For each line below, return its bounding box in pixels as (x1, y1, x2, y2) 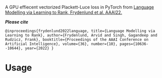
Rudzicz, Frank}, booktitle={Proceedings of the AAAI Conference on (5, 37, 149, 42)
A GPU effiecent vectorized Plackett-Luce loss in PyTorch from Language (5, 4, 154, 10)
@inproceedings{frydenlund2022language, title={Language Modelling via (5, 29, 155, 34)
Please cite (5, 19, 29, 25)
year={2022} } (25, 46, 54, 51)
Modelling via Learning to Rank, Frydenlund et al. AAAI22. (5, 9, 122, 15)
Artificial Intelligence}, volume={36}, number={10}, (5, 41, 118, 46)
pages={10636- (120, 41, 149, 46)
